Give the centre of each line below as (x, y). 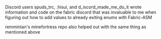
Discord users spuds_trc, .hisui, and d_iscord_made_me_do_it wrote (73, 7)
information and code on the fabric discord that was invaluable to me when (81, 12)
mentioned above (23, 32)
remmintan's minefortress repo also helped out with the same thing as (76, 27)
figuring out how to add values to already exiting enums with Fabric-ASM (79, 17)
